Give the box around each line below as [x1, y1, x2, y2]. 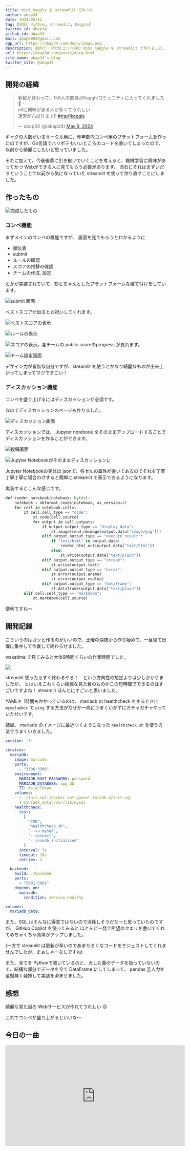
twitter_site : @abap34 [5, 60, 54, 65]
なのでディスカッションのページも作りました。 [5, 407, 104, 413]
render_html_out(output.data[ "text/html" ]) [60, 543, 155, 549]
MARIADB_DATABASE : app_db [18, 781, 74, 786]
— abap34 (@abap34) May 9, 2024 [17, 123, 93, 130]
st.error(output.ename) [51, 572, 102, 577]
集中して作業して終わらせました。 [14, 643, 86, 649]
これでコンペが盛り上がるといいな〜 [5, 1015, 82, 1021]
